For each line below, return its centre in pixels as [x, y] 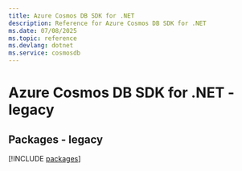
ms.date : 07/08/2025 [43, 31]
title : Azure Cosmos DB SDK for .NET [72, 16]
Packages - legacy [55, 139]
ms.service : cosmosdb [45, 53]
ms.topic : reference [43, 38]
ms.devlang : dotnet [41, 46]
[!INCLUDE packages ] [45, 159]
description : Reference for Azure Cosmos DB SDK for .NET [107, 23]
